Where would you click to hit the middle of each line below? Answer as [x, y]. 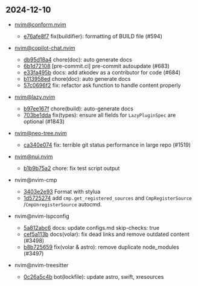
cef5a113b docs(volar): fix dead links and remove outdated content [106, 234]
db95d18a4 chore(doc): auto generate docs [78, 59]
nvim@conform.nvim [40, 24]
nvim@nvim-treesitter [41, 265]
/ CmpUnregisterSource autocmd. [62, 204]
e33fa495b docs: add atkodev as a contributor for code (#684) [102, 72]
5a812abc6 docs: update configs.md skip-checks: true [91, 227]
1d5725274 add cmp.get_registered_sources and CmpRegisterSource [107, 198]
